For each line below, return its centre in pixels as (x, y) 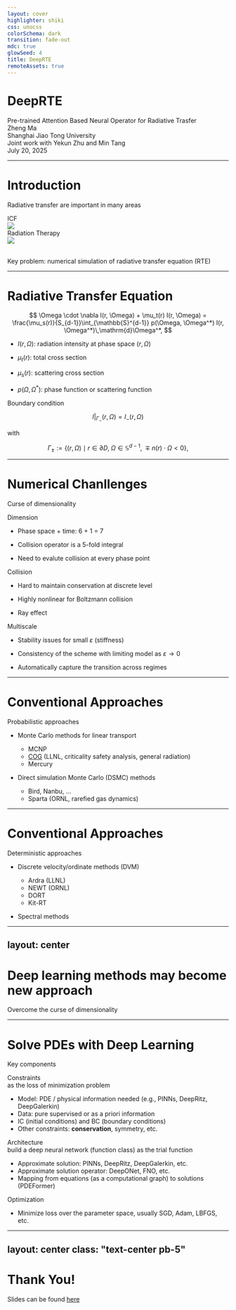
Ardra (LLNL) (47, 880)
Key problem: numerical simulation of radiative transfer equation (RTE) (109, 261)
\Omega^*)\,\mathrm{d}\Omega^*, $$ (118, 330)
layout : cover (28, 14)
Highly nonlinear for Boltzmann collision (75, 599)
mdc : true (22, 46)
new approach (50, 990)
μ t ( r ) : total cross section (52, 358)
